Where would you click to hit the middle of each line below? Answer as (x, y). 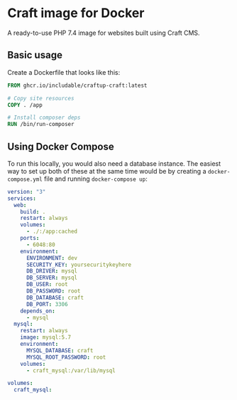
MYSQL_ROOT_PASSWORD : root (66, 357)
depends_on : (38, 311)
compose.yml (25, 179)
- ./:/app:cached (52, 232)
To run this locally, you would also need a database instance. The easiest (114, 163)
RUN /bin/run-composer (41, 125)
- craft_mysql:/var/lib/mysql (71, 370)
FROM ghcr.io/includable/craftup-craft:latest (77, 85)
